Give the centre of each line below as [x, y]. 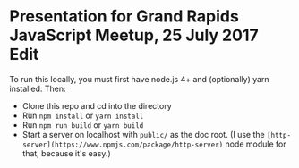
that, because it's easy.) [67, 153]
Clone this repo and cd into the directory [97, 105]
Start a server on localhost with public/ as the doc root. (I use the [144, 134]
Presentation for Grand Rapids [124, 17]
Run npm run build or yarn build [83, 125]
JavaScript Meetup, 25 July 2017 [134, 35]
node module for [256, 144]
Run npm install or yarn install [83, 115]
